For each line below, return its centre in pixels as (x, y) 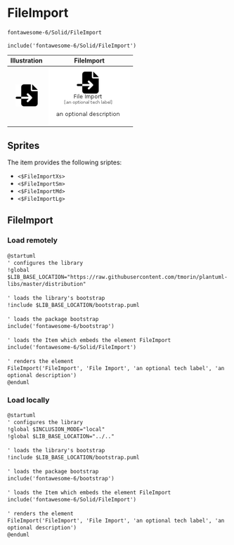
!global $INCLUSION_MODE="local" (56, 429)
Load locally (28, 400)
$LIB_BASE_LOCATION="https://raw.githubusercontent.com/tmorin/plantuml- (118, 277)
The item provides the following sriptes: (65, 162)
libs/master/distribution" (47, 284)
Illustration (27, 60)
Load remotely (33, 240)
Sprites (24, 145)
